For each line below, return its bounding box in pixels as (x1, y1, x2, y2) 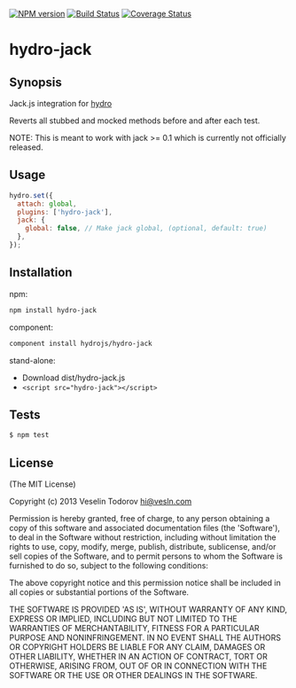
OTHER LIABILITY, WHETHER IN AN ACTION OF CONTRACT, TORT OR (9, 652, 268, 661)
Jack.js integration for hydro (9, 98, 113, 108)
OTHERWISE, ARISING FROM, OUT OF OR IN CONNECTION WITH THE (9, 661, 268, 671)
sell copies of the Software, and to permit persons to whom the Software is (9, 551, 284, 561)
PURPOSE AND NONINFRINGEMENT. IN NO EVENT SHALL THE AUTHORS (9, 632, 282, 643)
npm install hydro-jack (9, 306, 97, 315)
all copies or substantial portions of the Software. (9, 587, 189, 598)
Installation (9, 265, 73, 280)
